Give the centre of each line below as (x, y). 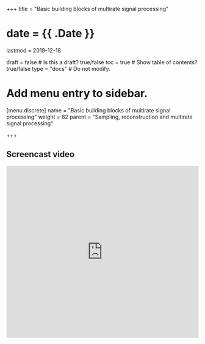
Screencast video (41, 154)
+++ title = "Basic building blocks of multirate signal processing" (88, 9)
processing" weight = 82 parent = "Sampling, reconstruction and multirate (100, 117)
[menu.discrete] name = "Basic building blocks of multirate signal (88, 110)
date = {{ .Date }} (51, 34)
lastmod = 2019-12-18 (34, 50)
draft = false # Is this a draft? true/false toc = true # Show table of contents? (102, 62)
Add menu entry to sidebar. (77, 93)
